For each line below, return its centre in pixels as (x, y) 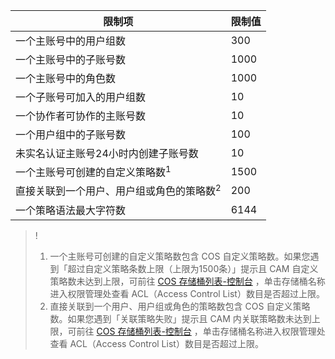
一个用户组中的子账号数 (71, 134)
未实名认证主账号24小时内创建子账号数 (107, 153)
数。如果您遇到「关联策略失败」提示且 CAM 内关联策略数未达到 (180, 318)
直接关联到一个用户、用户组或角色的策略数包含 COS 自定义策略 (180, 306)
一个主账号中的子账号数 (71, 59)
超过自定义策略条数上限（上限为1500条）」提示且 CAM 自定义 (193, 268)
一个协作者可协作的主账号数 (81, 116)
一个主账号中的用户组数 (71, 41)
